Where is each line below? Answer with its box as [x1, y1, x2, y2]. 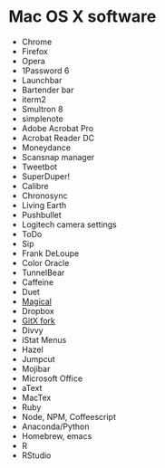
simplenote [21, 113, 64, 124]
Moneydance [21, 142, 72, 153]
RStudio [21, 450, 52, 461]
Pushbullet [21, 209, 63, 220]
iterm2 [21, 93, 47, 105]
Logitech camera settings [21, 219, 117, 230]
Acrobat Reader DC [21, 132, 95, 143]
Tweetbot [21, 161, 58, 172]
